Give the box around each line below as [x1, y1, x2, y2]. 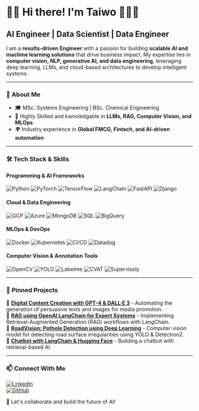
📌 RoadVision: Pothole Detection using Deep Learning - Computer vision [6, 325, 187, 332]
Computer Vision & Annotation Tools [6, 252, 98, 260]
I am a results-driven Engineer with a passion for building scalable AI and [6, 45, 188, 52]
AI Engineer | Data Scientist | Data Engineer [6, 29, 169, 39]
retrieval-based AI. [6, 344, 52, 351]
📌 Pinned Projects [6, 286, 58, 294]
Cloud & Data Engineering [6, 199, 71, 206]
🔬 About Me [6, 90, 41, 99]
